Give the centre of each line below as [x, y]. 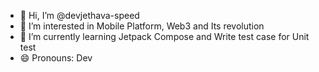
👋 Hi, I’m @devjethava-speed [79, 15]
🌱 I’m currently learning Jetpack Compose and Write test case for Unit [164, 36]
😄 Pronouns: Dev [56, 58]
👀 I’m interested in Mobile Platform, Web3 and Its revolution [142, 26]
